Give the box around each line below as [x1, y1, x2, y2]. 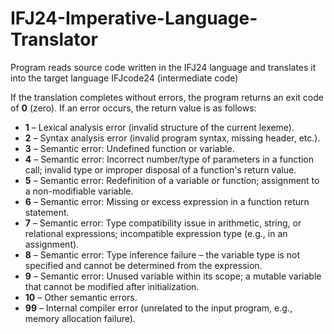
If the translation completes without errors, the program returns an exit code [10, 91, 324, 103]
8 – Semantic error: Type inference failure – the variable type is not [24, 248, 301, 261]
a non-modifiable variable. [24, 185, 134, 197]
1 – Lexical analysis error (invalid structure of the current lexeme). [24, 121, 295, 133]
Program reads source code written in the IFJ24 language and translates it [10, 61, 317, 73]
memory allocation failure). [24, 312, 136, 324]
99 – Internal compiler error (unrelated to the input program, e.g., [24, 302, 293, 314]
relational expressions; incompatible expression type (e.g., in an [24, 227, 288, 239]
